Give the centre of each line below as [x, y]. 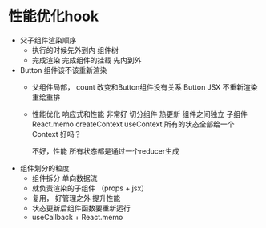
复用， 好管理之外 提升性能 [76, 198]
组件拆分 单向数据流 [64, 178]
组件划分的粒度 [44, 168]
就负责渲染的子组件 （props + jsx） [90, 188]
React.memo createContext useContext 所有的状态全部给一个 [133, 124]
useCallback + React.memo [77, 217]
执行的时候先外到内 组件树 [75, 50]
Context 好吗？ [56, 134]
